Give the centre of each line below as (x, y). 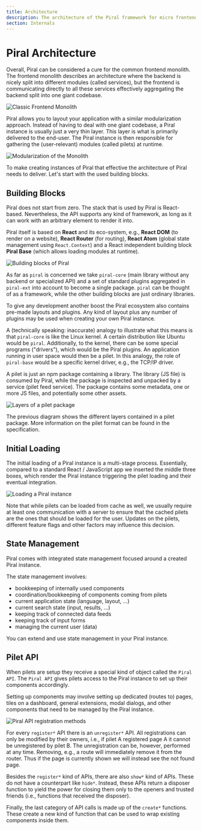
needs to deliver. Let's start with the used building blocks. (78, 174)
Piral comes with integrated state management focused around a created (97, 558)
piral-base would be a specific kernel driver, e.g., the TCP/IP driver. (90, 362)
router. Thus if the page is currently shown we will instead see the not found (100, 758)
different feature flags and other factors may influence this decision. (91, 525)
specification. (23, 430)
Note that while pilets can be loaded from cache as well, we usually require (99, 505)
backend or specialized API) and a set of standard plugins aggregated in (96, 281)
